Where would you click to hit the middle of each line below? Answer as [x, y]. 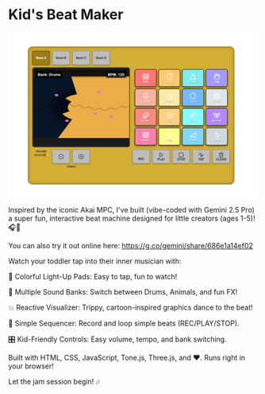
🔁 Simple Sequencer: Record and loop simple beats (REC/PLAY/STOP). [124, 323]
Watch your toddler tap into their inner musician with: [95, 261]
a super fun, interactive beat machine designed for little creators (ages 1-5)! [132, 218]
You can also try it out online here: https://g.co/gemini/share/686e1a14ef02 [131, 246]
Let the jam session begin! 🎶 [54, 382]
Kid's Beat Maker [66, 15]
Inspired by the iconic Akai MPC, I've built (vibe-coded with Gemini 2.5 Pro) [132, 210]
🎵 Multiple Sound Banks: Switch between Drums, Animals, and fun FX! [123, 292]
